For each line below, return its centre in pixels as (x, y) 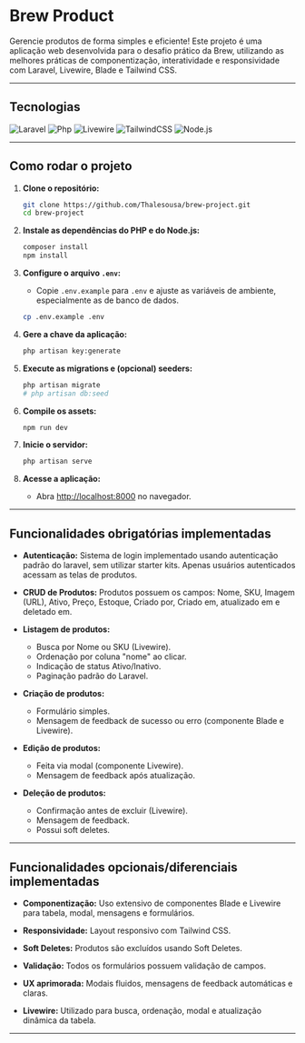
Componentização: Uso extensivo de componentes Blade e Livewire (152, 903)
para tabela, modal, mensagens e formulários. (108, 913)
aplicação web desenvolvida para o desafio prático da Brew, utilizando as (147, 50)
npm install (45, 256)
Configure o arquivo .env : (71, 273)
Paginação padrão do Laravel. (92, 676)
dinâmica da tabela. (59, 1020)
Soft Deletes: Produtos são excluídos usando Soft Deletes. (133, 948)
